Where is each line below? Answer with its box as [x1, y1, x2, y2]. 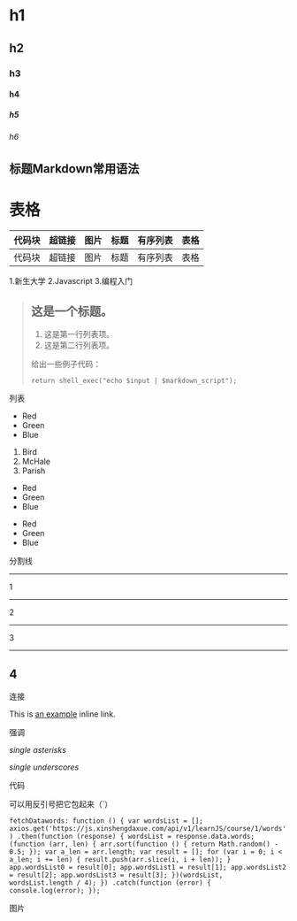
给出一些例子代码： [30, 359, 102, 370]
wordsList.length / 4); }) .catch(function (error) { [9, 879, 212, 887]
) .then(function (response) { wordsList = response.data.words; [9, 833, 255, 841]
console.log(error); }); [9, 886, 101, 895]
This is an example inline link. [9, 709, 117, 719]
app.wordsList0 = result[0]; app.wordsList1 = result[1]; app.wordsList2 [9, 863, 287, 872]
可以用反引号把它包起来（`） [9, 799, 113, 810]
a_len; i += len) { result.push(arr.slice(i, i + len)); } [9, 856, 232, 864]
